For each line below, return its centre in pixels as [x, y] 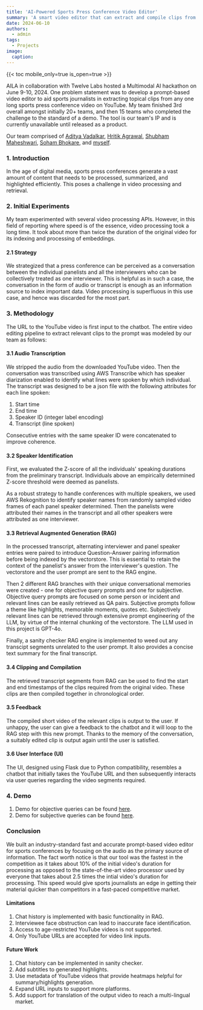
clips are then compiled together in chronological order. [76, 693]
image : [14, 51]
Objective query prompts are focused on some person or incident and [93, 597]
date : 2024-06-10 [28, 23]
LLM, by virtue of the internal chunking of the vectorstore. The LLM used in [100, 623]
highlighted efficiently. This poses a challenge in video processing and [94, 184]
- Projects [25, 46]
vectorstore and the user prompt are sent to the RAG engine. [82, 572]
